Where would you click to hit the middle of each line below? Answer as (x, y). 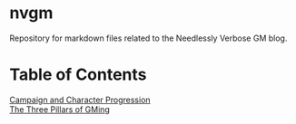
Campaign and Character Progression (80, 100)
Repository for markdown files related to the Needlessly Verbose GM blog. (148, 38)
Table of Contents (78, 75)
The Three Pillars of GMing (60, 109)
